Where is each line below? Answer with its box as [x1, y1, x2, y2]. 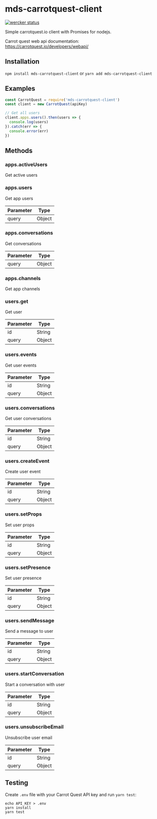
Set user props [5, 522, 35, 528]
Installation [5, 57, 40, 66]
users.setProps [5, 511, 42, 518]
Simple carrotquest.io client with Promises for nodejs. [5, 29, 112, 34]
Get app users [5, 195, 33, 201]
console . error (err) [9, 129, 49, 134]
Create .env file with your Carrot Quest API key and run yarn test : [5, 791, 137, 797]
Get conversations [5, 240, 42, 246]
